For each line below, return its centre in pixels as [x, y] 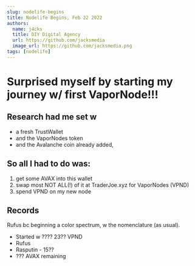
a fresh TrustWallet [39, 131]
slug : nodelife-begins [36, 12]
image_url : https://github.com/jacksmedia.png [72, 46]
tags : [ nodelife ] [29, 52]
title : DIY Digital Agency [46, 35]
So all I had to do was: [49, 164]
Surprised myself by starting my [90, 81]
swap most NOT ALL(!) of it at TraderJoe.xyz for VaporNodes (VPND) [102, 185]
